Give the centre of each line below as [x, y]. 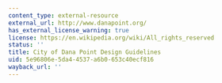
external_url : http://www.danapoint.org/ [78, 23]
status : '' [26, 45]
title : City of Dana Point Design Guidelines [84, 52]
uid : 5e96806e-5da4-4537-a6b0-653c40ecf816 [81, 60]
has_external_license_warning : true [69, 30]
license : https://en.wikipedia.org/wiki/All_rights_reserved [111, 38]
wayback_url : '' [35, 67]
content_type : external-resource [63, 15]
